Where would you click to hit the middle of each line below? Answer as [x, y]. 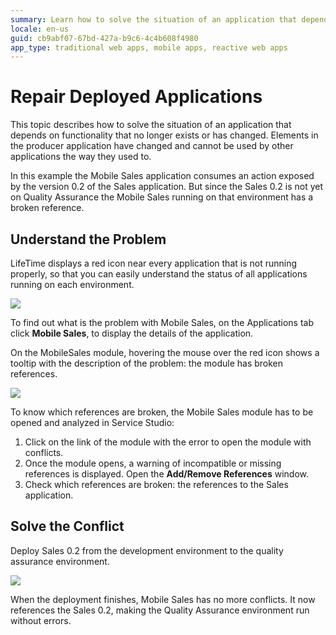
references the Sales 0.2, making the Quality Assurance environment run [160, 610]
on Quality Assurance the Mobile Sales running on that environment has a [162, 197]
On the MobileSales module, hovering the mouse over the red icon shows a [165, 352]
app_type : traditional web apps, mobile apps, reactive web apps [149, 47]
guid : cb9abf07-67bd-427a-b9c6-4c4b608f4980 [104, 38]
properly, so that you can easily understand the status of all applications [159, 274]
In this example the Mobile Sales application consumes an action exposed [162, 176]
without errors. [41, 620]
